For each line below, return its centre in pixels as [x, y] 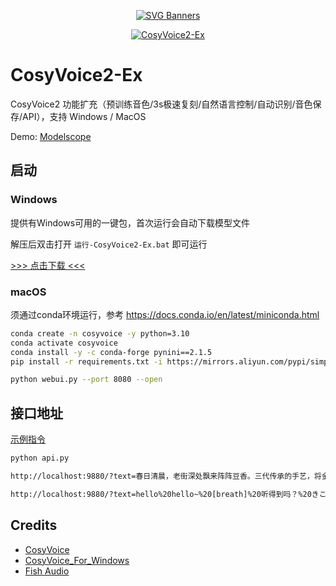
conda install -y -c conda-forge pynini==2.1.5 [111, 352]
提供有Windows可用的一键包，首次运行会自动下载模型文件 [130, 222]
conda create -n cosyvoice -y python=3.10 [100, 333]
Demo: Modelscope [51, 136]
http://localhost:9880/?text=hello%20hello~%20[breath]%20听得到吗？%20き [165, 494]
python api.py [40, 458]
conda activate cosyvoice [64, 343]
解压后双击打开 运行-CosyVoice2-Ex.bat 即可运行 [109, 244]
